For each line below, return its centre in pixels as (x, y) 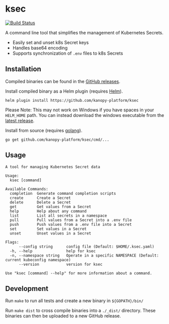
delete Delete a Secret (40, 202)
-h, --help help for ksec (53, 251)
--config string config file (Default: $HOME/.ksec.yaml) (87, 247)
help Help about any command (48, 211)
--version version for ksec (60, 264)
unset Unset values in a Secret (51, 233)
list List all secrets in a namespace (59, 216)
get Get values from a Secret (51, 207)
